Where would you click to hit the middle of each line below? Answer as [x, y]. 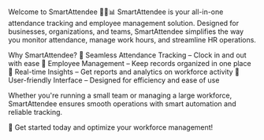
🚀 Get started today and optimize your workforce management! [111, 127]
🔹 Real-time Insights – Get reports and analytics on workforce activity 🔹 [124, 72]
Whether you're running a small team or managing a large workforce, [120, 95]
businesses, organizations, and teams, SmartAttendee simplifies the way [126, 31]
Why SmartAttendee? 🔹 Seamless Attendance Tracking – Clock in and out [127, 55]
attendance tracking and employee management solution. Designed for [124, 23]
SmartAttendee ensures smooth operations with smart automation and [122, 104]
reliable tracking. [35, 112]
